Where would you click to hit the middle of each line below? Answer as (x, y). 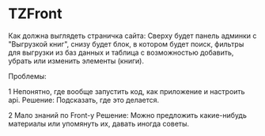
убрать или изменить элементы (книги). (76, 61)
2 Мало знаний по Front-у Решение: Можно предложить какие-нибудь (127, 115)
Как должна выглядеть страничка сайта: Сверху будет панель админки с (132, 36)
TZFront (35, 14)
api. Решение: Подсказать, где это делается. (84, 100)
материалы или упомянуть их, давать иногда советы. (99, 123)
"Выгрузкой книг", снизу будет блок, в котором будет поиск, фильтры (126, 43)
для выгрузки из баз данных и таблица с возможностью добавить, (121, 52)
